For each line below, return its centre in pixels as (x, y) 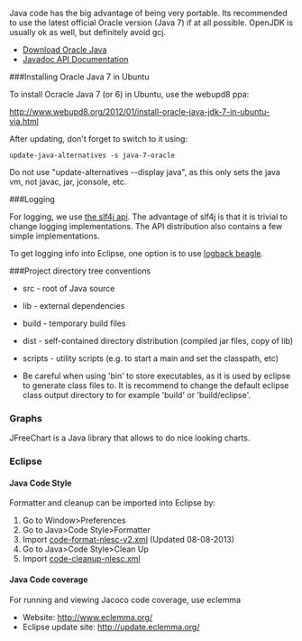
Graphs (26, 418)
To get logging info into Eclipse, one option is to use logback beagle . (137, 253)
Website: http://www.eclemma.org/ (87, 617)
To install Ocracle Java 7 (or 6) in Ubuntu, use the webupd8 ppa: (129, 94)
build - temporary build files (74, 323)
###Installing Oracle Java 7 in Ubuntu (79, 77)
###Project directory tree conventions (80, 271)
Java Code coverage (49, 580)
